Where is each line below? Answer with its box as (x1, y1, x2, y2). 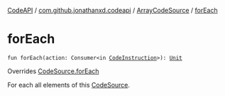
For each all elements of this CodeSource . (7, 80, 130, 89)
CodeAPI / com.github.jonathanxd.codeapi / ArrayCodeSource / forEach (7, 6, 218, 14)
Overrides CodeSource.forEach (7, 67, 99, 75)
